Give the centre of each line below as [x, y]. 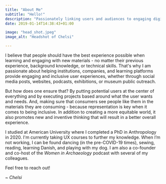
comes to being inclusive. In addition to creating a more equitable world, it [80, 112]
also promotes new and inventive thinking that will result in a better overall [81, 117]
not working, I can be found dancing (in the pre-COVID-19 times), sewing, [80, 143]
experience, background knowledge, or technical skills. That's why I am [78, 66]
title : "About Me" [24, 10]
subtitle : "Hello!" [25, 14]
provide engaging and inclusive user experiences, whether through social [80, 76]
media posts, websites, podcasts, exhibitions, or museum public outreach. [81, 81]
